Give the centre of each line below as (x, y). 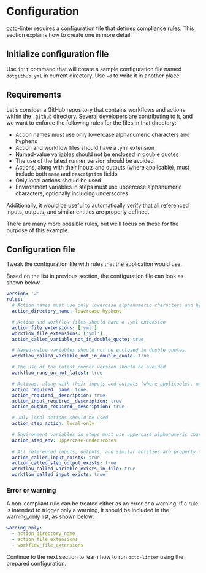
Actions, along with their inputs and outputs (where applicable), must (102, 167)
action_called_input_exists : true (56, 458)
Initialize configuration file (58, 54)
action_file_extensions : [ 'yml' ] (55, 328)
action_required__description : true (59, 395)
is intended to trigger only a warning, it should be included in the (88, 510)
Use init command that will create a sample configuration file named (94, 69)
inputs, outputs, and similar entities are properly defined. (78, 212)
